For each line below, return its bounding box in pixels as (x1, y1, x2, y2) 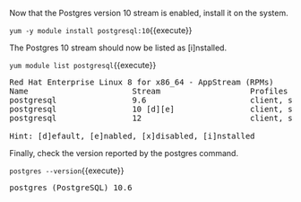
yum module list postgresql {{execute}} (9, 60, 157, 70)
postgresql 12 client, (9, 113, 284, 123)
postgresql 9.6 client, (9, 95, 284, 105)
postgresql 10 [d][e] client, (9, 104, 284, 114)
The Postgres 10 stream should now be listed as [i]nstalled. (9, 42, 227, 53)
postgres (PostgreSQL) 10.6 (9, 183, 133, 192)
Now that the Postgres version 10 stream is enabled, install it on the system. (9, 8, 288, 18)
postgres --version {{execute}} (9, 165, 125, 176)
